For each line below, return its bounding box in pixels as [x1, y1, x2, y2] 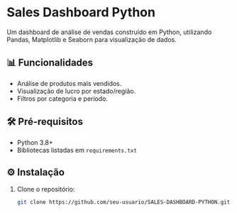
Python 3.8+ [16, 138, 54, 146]
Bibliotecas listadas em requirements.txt [16, 146, 138, 154]
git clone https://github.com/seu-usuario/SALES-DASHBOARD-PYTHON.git [16, 199, 231, 206]
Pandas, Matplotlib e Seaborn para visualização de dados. [6, 35, 177, 43]
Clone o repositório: [16, 185, 75, 194]
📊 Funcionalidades [6, 57, 94, 69]
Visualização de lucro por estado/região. [16, 87, 136, 95]
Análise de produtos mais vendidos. [16, 79, 122, 87]
